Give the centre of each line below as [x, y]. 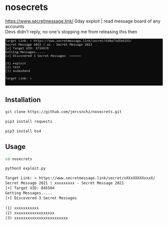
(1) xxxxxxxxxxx [22, 208]
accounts [15, 26]
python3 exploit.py [25, 168]
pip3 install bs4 [23, 131]
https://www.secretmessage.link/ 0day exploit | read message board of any [83, 21]
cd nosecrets [19, 159]
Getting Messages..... [29, 193]
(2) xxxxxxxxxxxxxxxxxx [30, 213]
